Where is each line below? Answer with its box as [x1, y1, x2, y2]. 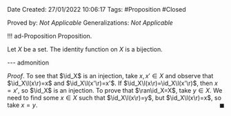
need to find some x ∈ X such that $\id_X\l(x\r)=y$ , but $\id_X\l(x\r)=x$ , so [7, 94, 222, 102]
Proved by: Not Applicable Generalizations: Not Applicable [7, 19, 174, 27]
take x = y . [7, 101, 38, 109]
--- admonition [7, 58, 50, 67]
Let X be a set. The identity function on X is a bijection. [7, 45, 163, 53]
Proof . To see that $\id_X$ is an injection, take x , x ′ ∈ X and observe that [7, 72, 214, 80]
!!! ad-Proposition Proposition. [7, 32, 92, 40]
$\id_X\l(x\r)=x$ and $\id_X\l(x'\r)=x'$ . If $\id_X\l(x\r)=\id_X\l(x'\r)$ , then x [7, 79, 219, 87]
